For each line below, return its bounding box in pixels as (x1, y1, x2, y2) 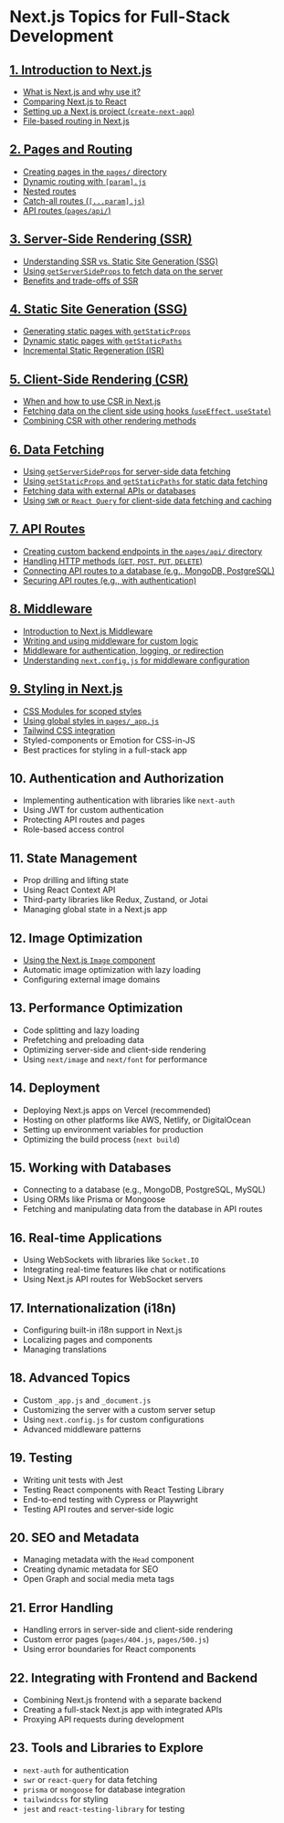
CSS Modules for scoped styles (22, 705, 142, 716)
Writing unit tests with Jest (22, 1474, 123, 1485)
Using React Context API (22, 884, 116, 896)
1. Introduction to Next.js (9, 62, 153, 78)
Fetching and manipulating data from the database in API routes (22, 1204, 263, 1215)
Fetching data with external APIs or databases (22, 486, 196, 497)
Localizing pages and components (22, 1334, 153, 1344)
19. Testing (9, 1450, 73, 1466)
